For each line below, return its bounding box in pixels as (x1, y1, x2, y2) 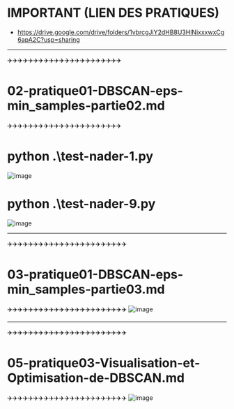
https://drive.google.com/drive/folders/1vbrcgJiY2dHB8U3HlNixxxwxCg (17, 28, 225, 36)
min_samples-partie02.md (7, 98, 165, 114)
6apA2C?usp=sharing (17, 35, 80, 43)
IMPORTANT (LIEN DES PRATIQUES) (7, 5, 219, 21)
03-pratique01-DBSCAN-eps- (7, 267, 184, 282)
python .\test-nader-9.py (7, 196, 156, 211)
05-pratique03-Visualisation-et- (7, 355, 201, 371)
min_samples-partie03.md (7, 281, 165, 297)
